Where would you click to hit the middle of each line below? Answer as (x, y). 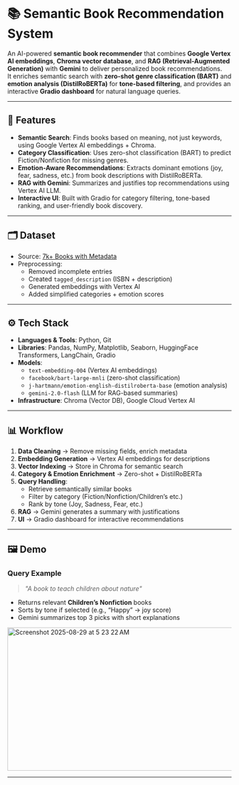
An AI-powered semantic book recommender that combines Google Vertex (119, 53)
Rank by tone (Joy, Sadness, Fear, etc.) (86, 504)
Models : (30, 363)
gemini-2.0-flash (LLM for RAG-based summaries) (103, 393)
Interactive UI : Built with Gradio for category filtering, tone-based (114, 198)
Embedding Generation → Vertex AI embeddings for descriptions (114, 459)
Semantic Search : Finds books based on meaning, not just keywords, (120, 137)
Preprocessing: (40, 263)
